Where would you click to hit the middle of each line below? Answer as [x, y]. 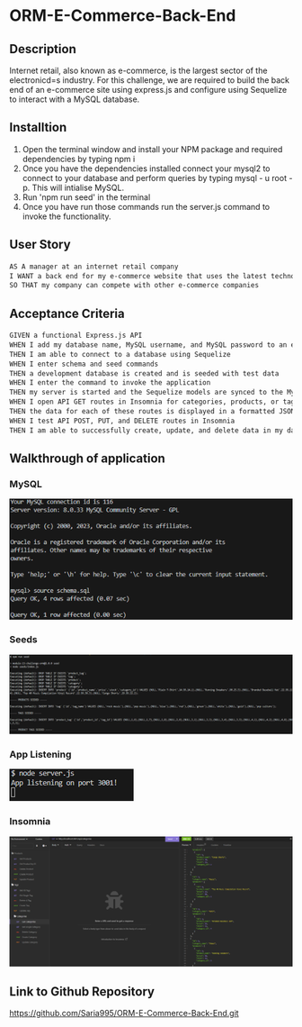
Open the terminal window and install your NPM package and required [152, 149]
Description [43, 49]
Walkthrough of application [88, 459]
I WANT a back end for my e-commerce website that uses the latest [138, 276]
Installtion [38, 127]
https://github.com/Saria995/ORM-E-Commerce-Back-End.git [124, 1013]
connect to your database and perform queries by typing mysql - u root [155, 177]
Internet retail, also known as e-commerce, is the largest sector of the [138, 70]
